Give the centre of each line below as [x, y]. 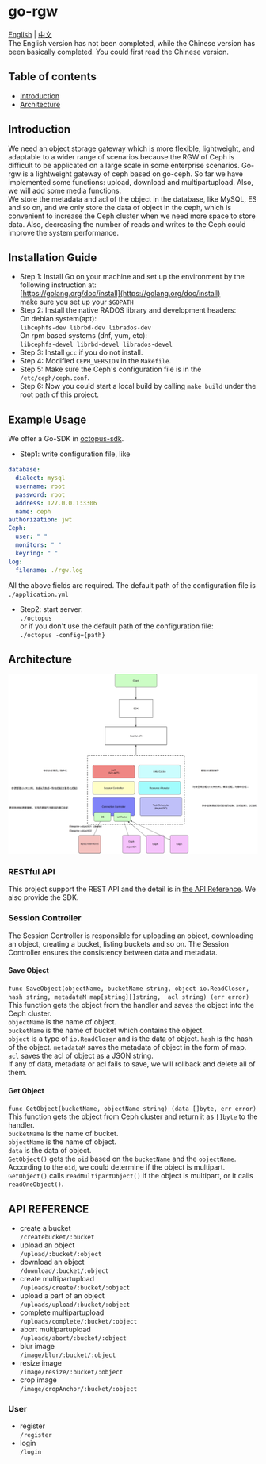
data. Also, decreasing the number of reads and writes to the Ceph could [127, 224]
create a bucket [45, 1228]
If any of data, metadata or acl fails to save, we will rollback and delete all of [132, 1064]
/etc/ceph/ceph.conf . [54, 378]
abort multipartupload [55, 1329]
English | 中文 [30, 34]
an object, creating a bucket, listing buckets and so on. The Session [119, 943]
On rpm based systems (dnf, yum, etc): [84, 336]
